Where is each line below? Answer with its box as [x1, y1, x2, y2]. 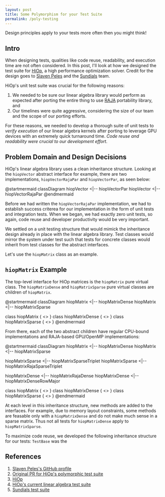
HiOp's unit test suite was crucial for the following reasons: [5, 82, 125, 89]
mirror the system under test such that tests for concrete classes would [5, 236, 150, 242]
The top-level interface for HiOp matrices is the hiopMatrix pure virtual [5, 278, 149, 284]
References [5, 453, 41, 461]
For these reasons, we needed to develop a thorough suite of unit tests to [5, 123, 154, 129]
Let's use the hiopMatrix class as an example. [5, 251, 99, 257]
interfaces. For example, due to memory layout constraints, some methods [5, 408, 157, 414]
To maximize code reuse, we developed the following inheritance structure [5, 433, 157, 439]
